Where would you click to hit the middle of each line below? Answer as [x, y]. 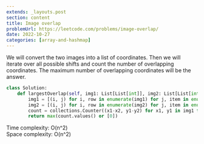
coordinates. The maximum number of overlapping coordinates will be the [99, 70]
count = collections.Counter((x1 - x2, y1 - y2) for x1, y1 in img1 [111, 111]
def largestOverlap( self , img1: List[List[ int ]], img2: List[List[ [104, 94]
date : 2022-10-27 [28, 35]
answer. [16, 77]
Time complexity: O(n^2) [37, 128]
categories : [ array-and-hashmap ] [49, 40]
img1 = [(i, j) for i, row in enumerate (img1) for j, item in [108, 99]
